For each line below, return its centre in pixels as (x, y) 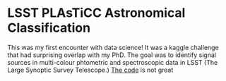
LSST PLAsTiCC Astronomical (96, 13)
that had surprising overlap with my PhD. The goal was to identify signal (112, 55)
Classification (49, 28)
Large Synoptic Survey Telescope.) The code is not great (90, 70)
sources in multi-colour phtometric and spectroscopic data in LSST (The (113, 62)
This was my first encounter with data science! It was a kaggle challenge (113, 47)
